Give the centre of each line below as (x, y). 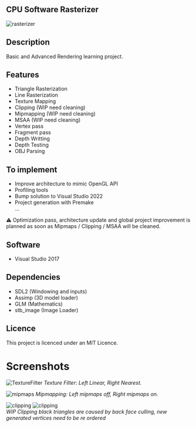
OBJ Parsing (30, 151)
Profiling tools (31, 190)
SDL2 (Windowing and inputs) (51, 291)
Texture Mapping (35, 101)
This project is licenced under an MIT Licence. (62, 343)
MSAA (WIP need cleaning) (48, 120)
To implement (32, 170)
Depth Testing (31, 145)
